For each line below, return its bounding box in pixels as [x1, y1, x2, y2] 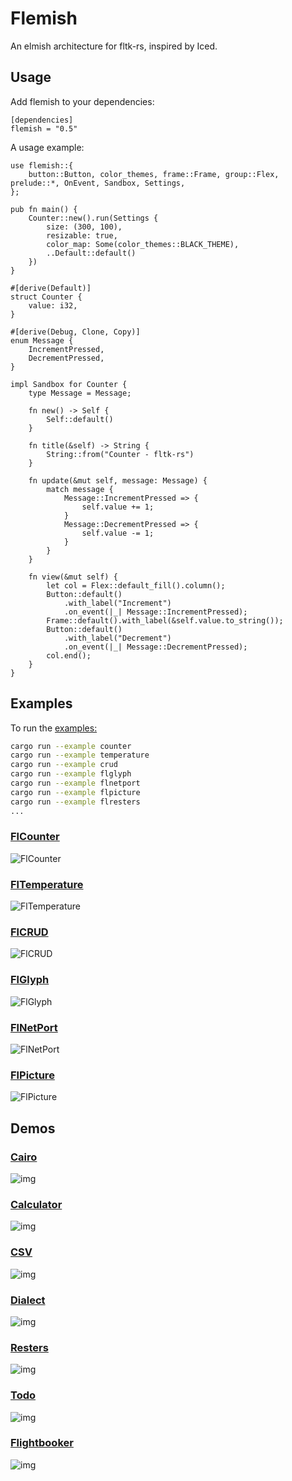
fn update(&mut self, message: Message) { [28, 475, 208, 486]
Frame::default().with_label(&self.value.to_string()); [46, 615, 284, 626]
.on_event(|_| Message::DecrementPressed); [63, 642, 248, 652]
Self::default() [46, 414, 114, 424]
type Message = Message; [28, 388, 132, 398]
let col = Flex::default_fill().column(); [46, 580, 226, 591]
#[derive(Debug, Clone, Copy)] [10, 327, 141, 337]
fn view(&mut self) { [28, 572, 118, 582]
